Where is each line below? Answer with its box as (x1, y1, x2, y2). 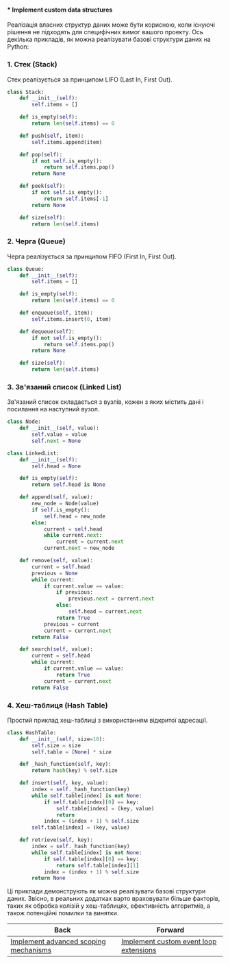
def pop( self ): (19, 151, 63, 158)
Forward (156, 926, 185, 935)
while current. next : (43, 532, 103, 539)
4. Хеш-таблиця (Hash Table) (7, 700, 108, 710)
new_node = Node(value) (31, 501, 99, 507)
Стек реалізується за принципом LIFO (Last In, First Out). (7, 75, 172, 84)
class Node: (7, 418, 41, 425)
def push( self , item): (19, 132, 84, 139)
